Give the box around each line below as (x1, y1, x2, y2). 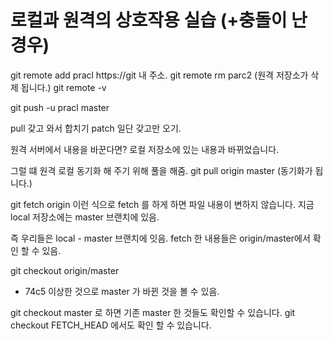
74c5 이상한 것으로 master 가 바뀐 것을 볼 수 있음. (24, 285, 220, 297)
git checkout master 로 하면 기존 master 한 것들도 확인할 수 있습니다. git (10, 306, 296, 318)
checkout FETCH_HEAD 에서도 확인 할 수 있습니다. (10, 319, 212, 331)
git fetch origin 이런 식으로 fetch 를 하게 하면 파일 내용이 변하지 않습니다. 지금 (10, 198, 315, 210)
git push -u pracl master (10, 101, 110, 113)
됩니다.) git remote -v (20, 81, 107, 93)
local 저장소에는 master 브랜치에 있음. (10, 211, 160, 223)
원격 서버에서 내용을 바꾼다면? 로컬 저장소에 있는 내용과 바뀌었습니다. (10, 143, 280, 155)
